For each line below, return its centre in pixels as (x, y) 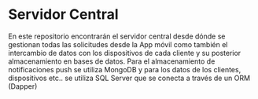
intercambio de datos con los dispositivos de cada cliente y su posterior (125, 53)
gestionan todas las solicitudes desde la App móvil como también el (118, 44)
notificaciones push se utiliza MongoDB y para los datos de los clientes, (125, 69)
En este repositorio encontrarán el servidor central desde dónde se (117, 36)
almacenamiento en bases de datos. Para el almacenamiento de (112, 61)
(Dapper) (23, 86)
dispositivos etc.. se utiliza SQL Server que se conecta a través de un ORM (129, 78)
